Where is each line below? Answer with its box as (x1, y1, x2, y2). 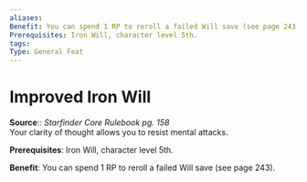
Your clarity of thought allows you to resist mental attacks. (9, 127, 228, 138)
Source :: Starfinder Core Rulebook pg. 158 (9, 117, 170, 128)
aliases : (9, 13, 43, 23)
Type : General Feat (9, 48, 84, 57)
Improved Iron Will (9, 87, 152, 108)
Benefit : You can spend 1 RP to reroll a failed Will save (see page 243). (9, 162, 276, 174)
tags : (9, 38, 30, 48)
